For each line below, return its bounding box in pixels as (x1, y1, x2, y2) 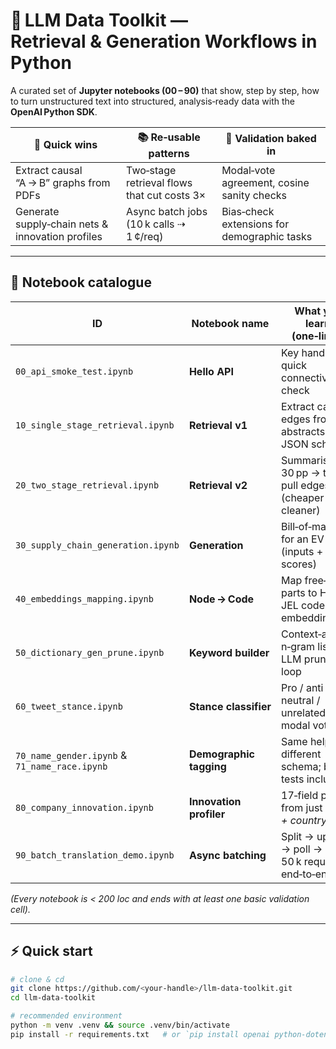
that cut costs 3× (126, 188, 207, 202)
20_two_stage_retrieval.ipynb (15, 479, 160, 491)
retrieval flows (126, 175, 193, 189)
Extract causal (15, 163, 83, 177)
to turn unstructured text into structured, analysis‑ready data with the (10, 95, 295, 107)
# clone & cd (10, 974, 65, 984)
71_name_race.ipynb (15, 760, 108, 772)
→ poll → (281, 842, 323, 856)
